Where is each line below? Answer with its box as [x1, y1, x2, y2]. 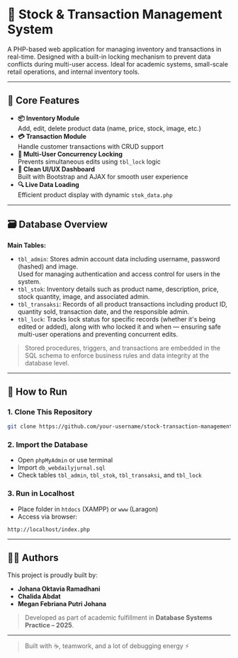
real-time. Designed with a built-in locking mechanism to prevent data [7, 52, 211, 61]
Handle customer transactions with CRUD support [17, 142, 164, 151]
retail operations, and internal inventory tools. [7, 67, 140, 76]
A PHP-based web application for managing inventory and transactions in [7, 45, 222, 53]
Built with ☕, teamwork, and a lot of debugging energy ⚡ [24, 641, 190, 650]
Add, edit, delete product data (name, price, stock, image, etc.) [17, 124, 202, 132]
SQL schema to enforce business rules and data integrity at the [24, 351, 210, 360]
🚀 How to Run [7, 385, 68, 397]
